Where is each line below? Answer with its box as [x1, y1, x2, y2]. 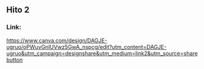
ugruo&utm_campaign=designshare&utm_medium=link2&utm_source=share [6, 50, 199, 57]
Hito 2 [6, 5, 29, 15]
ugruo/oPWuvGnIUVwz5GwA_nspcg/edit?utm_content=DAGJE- [6, 43, 167, 50]
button [6, 56, 23, 63]
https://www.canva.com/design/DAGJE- [6, 36, 107, 44]
